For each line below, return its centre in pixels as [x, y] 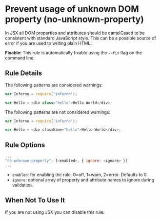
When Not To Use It [35, 200]
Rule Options [25, 145]
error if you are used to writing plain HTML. [48, 43]
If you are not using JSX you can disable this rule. [55, 212]
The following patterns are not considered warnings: [58, 112]
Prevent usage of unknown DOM [72, 9]
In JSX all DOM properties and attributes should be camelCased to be [75, 33]
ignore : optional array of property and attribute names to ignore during [83, 180]
